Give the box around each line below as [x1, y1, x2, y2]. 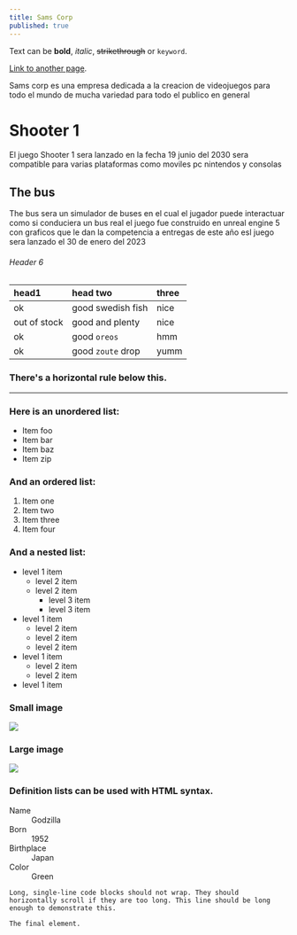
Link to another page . [9, 63, 88, 74]
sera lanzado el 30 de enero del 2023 [9, 237, 146, 247]
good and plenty [72, 316, 141, 329]
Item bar [21, 435, 53, 446]
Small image [9, 701, 64, 713]
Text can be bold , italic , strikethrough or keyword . [9, 45, 187, 56]
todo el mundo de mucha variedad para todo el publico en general [9, 90, 250, 100]
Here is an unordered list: [9, 405, 120, 417]
